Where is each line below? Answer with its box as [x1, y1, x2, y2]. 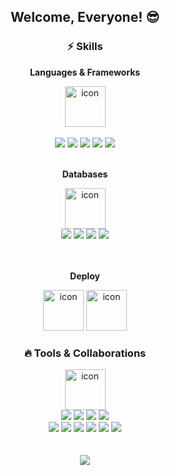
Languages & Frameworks [29, 66, 141, 78]
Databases [61, 168, 109, 180]
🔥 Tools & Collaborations [23, 346, 147, 360]
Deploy [70, 270, 100, 282]
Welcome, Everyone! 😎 [10, 9, 160, 26]
